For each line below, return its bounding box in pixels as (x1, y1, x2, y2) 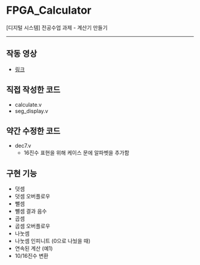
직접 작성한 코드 (6, 85, 61, 95)
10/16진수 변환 (14, 252, 49, 260)
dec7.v (14, 142, 32, 149)
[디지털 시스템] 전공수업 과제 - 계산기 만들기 (6, 24, 108, 31)
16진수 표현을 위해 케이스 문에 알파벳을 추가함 (23, 149, 130, 157)
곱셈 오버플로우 (14, 223, 51, 230)
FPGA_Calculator (6, 4, 92, 17)
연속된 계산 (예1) (14, 245, 53, 252)
